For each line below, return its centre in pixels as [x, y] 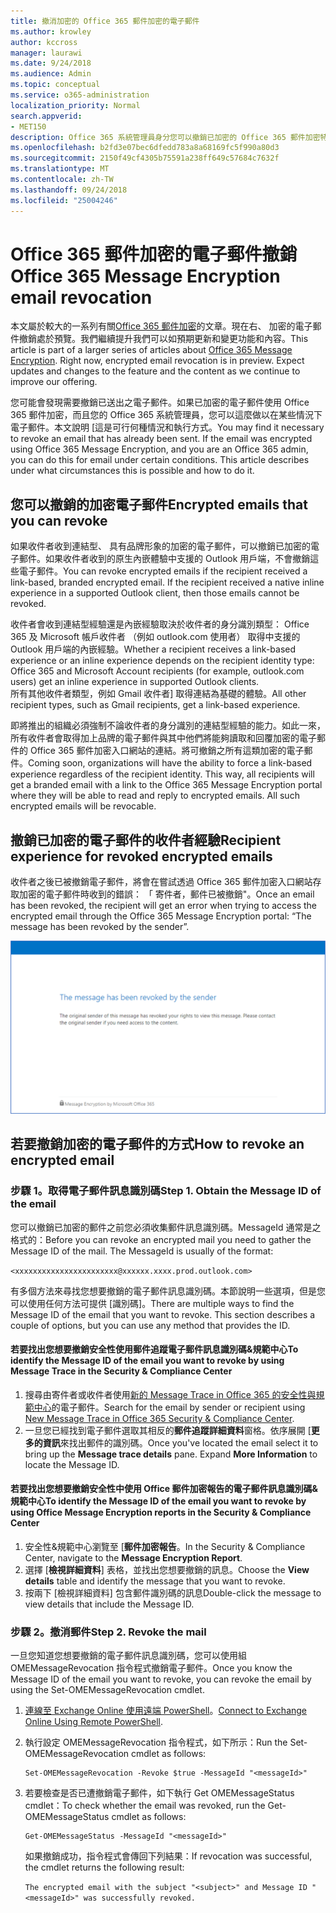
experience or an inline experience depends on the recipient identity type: [162, 661]
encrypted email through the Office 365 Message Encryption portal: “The [161, 916]
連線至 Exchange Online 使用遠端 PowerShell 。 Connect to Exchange [166, 1711]
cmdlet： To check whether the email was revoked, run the [145, 1806]
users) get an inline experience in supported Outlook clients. [135, 682]
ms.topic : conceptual [55, 85]
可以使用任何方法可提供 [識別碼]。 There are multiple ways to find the [152, 1303]
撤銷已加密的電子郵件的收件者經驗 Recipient [146, 840]
